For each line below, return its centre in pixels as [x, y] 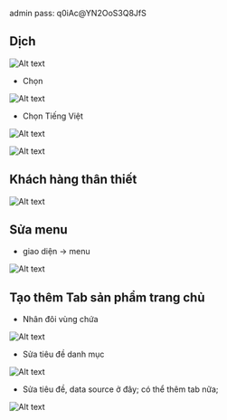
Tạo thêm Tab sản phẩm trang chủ [107, 297]
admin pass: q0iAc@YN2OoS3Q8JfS [78, 13]
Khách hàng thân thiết [73, 180]
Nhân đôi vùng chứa [60, 320]
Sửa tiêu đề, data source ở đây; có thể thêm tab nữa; [120, 389]
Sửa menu [38, 230]
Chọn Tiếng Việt [53, 116]
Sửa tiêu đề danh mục [63, 354]
